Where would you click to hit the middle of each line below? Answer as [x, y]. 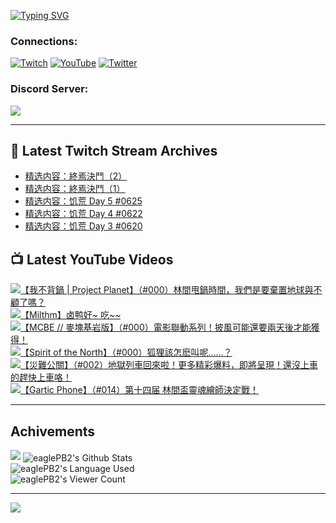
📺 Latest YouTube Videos [92, 259]
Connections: [44, 41]
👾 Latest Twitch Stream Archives [114, 150]
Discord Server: [49, 89]
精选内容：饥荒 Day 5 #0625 [83, 201]
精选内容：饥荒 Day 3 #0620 [83, 226]
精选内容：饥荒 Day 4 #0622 [83, 214]
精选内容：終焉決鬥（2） [76, 176]
